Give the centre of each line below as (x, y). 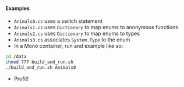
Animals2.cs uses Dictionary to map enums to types (77, 34)
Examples (18, 8)
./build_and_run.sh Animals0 (41, 67)
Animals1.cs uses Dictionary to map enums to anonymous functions (96, 27)
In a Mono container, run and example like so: (68, 46)
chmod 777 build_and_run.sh (40, 62)
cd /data (16, 57)
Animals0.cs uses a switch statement (58, 21)
